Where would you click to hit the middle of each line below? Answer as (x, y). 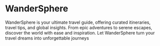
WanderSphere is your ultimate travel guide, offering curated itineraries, (78, 22)
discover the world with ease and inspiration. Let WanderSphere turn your (80, 33)
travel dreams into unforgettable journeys (47, 38)
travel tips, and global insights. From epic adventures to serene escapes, (79, 27)
